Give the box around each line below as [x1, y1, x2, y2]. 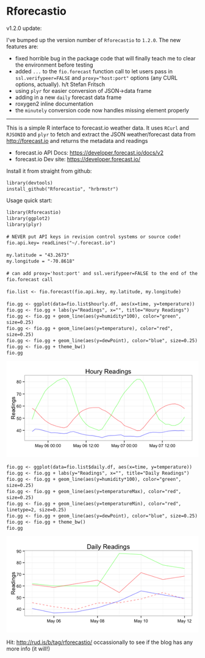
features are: [6, 43, 38, 50]
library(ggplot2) [6, 215, 51, 221]
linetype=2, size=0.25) [6, 506, 67, 513]
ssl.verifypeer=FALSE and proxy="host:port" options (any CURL [15, 74, 178, 81]
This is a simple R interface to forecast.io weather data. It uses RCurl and [6, 124, 189, 131]
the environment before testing [15, 61, 93, 68]
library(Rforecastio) [6, 209, 62, 215]
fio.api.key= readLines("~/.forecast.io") [6, 239, 116, 246]
